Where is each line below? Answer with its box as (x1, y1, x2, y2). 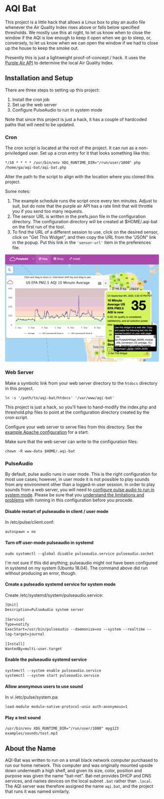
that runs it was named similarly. (5, 789, 70, 795)
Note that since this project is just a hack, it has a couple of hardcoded (5, 116, 147, 122)
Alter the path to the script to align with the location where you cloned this (5, 174, 154, 180)
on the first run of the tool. (12, 224, 65, 230)
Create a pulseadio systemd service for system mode (5, 581, 116, 587)
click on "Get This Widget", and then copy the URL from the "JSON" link (12, 235, 156, 240)
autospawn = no (5, 529, 36, 534)
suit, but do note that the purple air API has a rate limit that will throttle (12, 203, 153, 209)
